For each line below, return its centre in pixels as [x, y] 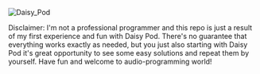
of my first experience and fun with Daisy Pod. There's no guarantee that [128, 36]
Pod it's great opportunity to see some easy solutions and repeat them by [128, 53]
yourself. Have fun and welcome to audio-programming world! [110, 61]
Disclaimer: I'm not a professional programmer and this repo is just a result [130, 27]
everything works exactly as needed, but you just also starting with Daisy [128, 45]
